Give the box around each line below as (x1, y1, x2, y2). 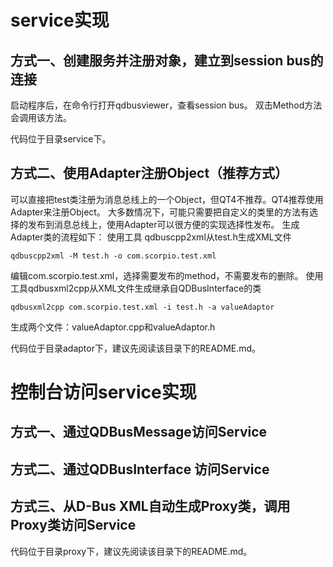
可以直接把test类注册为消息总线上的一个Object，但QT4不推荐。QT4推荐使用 (10, 193, 324, 205)
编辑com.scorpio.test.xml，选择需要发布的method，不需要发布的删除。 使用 (10, 269, 324, 281)
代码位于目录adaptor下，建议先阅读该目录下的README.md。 (10, 342, 262, 354)
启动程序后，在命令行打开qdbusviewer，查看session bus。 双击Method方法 (10, 99, 323, 111)
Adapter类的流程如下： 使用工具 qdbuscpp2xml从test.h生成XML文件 (10, 231, 292, 243)
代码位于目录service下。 (10, 133, 112, 145)
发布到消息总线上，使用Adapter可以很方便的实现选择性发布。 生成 (27, 218, 300, 230)
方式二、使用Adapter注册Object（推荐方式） (10, 165, 289, 182)
